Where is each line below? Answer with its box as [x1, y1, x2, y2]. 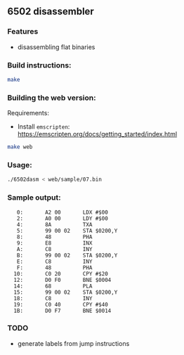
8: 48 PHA [16, 233, 93, 240]
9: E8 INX [16, 239, 93, 247]
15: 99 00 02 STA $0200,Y [13, 288, 118, 296]
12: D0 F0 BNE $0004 [13, 276, 112, 283]
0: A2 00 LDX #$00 [16, 209, 109, 216]
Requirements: [7, 109, 49, 117]
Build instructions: [7, 60, 72, 70]
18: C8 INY [13, 295, 93, 302]
